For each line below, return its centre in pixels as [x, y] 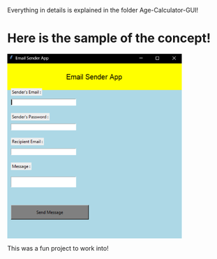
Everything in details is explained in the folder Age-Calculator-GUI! [103, 10]
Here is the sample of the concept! [109, 38]
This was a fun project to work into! [58, 249]
